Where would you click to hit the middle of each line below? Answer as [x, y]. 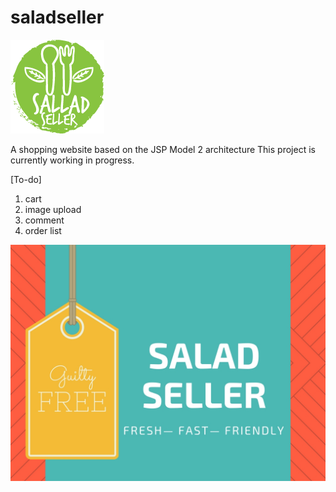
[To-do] [26, 179]
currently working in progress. [72, 160]
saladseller [57, 17]
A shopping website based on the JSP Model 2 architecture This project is [163, 149]
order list [43, 230]
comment [44, 220]
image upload [53, 209]
